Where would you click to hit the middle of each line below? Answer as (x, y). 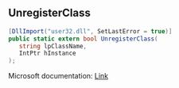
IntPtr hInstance (48, 54)
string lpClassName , (53, 46)
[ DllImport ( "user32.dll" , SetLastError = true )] (90, 31)
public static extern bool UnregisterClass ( (83, 39)
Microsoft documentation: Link (58, 76)
